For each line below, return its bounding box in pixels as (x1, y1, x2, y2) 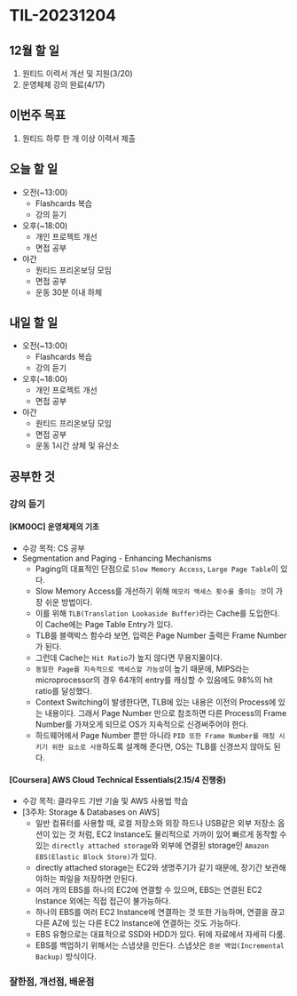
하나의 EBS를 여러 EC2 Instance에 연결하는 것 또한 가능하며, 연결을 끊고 (35, 907, 285, 918)
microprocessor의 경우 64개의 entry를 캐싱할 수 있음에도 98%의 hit (35, 674, 273, 685)
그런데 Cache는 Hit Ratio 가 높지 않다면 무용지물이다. (35, 652, 223, 663)
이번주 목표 (9, 108, 66, 123)
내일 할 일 (9, 315, 59, 331)
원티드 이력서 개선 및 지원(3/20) (21, 68, 133, 78)
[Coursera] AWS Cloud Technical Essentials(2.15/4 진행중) (9, 774, 226, 785)
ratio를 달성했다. (35, 685, 93, 696)
